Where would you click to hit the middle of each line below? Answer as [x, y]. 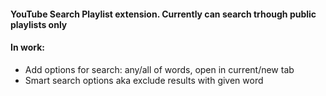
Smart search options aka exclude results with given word [144, 80]
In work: [27, 47]
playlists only [39, 24]
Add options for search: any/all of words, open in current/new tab [159, 69]
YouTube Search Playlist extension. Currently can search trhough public [163, 14]
